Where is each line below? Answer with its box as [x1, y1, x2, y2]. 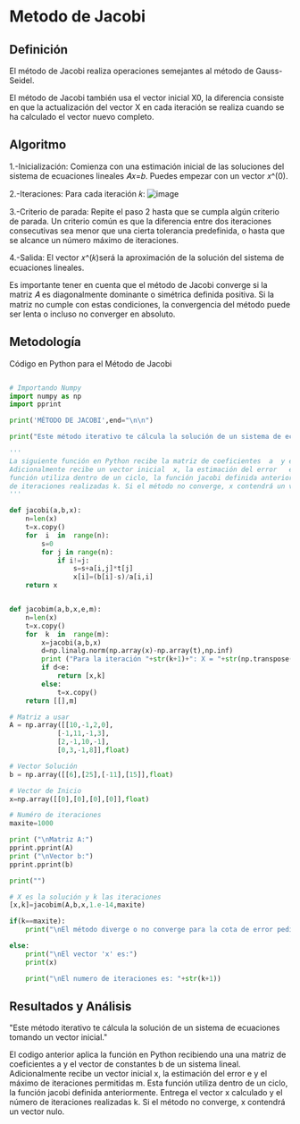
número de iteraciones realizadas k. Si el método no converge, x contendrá [9, 1097, 286, 1108]
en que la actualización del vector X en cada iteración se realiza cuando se [9, 102, 285, 113]
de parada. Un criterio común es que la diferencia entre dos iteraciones [9, 216, 272, 226]
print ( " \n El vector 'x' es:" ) [25, 950, 138, 959]
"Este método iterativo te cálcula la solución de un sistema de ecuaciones [9, 1022, 280, 1034]
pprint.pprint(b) [9, 860, 74, 869]
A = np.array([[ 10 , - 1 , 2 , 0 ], [9, 721, 114, 730]
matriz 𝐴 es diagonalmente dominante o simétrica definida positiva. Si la [9, 289, 275, 300]
